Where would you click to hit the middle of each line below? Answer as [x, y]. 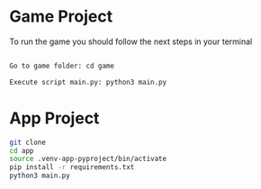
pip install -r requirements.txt [72, 167]
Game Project [61, 17]
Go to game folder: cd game [62, 66]
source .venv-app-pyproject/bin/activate [88, 159]
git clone [28, 142]
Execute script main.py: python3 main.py [88, 82]
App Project [54, 118]
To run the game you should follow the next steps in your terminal [131, 41]
